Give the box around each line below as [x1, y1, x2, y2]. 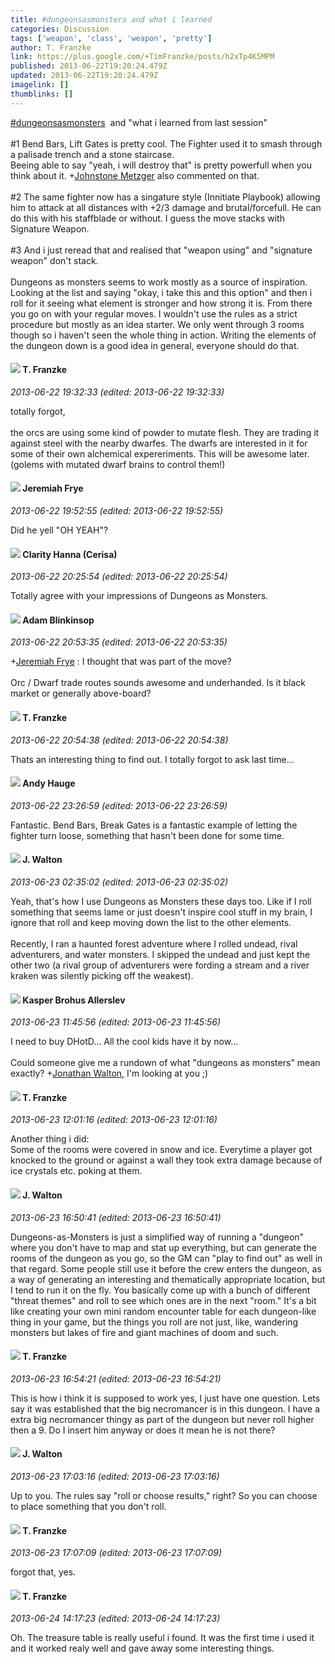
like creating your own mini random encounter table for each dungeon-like [10, 1305, 317, 1317]
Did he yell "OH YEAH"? [10, 524, 109, 536]
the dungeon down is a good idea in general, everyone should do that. [10, 339, 300, 351]
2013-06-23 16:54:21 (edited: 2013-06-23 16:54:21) [10, 1372, 222, 1385]
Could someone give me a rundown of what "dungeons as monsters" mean [10, 1057, 321, 1069]
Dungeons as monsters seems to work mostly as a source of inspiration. [10, 276, 308, 288]
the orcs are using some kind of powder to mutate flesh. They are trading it [10, 426, 320, 438]
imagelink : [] [10, 80, 70, 90]
